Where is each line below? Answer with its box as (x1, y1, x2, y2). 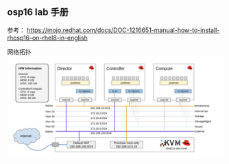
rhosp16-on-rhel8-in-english (7, 33, 88, 42)
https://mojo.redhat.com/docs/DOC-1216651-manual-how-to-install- (26, 26, 220, 34)
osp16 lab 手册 (7, 6, 69, 18)
